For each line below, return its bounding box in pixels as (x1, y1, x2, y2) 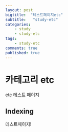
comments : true (5, 46, 38, 51)
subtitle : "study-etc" (5, 17, 58, 22)
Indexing (5, 107, 34, 116)
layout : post (5, 7, 33, 13)
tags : (5, 36, 17, 41)
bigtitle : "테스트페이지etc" (5, 12, 63, 17)
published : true (5, 50, 40, 55)
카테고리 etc (5, 74, 55, 85)
